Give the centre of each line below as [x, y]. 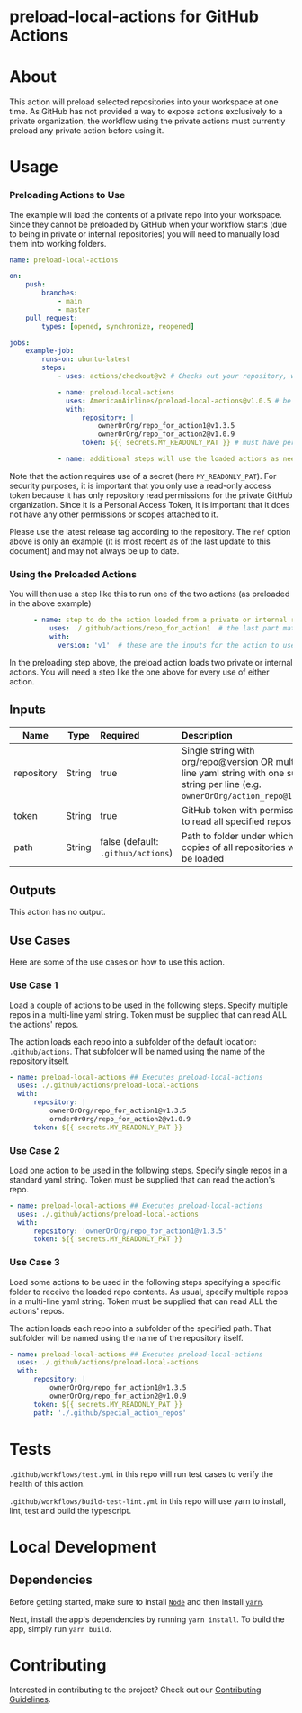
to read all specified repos [236, 821]
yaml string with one [242, 773]
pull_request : [52, 318]
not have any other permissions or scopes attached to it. [114, 514]
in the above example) [50, 603]
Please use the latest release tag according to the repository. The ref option [150, 531]
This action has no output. [58, 912]
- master [74, 309]
